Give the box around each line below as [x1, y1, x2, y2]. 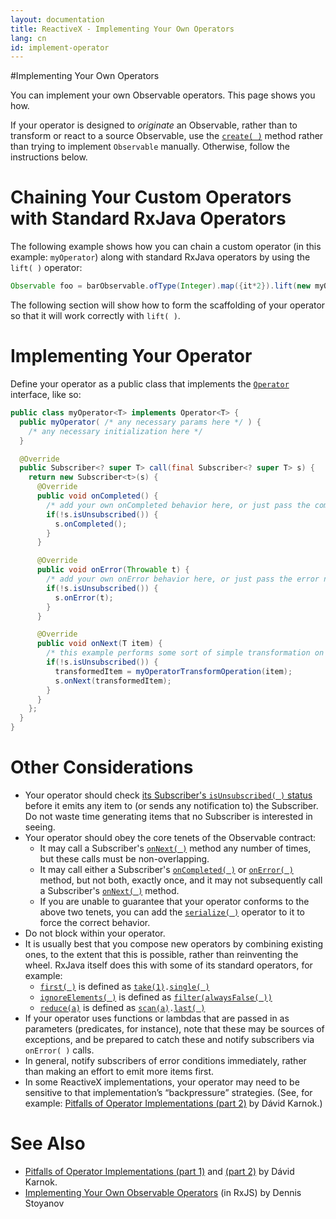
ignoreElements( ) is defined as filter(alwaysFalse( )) [39, 991, 273, 1003]
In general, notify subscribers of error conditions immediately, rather [24, 1054, 307, 1066]
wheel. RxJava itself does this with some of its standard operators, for [24, 959, 313, 971]
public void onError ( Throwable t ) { [36, 565, 190, 575]
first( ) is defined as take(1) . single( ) [39, 980, 210, 992]
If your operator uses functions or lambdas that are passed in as [24, 1012, 290, 1024]
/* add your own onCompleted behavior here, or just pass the [46, 500, 311, 510]
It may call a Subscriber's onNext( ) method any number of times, [39, 842, 312, 854]
